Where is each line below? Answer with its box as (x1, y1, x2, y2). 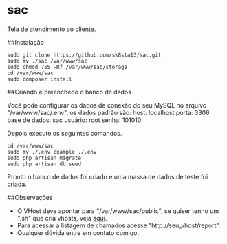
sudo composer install (7, 75, 72, 83)
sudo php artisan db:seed (7, 161, 81, 167)
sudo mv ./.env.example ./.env (7, 148, 97, 155)
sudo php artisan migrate (7, 154, 81, 161)
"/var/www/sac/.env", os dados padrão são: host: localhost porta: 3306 (7, 108, 210, 116)
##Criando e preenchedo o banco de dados (7, 88, 132, 96)
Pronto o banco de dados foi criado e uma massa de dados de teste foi (7, 172, 208, 181)
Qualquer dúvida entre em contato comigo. (17, 228, 140, 236)
